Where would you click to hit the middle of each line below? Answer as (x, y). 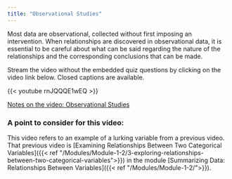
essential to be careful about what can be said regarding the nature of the (114, 48)
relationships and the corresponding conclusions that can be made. (105, 56)
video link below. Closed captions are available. (76, 77)
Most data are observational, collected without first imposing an (99, 34)
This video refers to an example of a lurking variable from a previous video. (116, 138)
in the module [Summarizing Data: (175, 160)
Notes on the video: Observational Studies (69, 104)
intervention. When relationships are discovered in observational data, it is (115, 41)
